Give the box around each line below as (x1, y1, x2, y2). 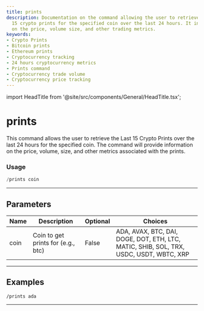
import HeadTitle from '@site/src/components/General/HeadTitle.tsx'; (6, 94, 182, 101)
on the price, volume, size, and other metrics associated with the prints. (6, 148, 186, 155)
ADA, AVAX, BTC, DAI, (115, 227, 178, 236)
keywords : (6, 32, 32, 38)
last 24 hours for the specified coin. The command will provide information (6, 141, 193, 149)
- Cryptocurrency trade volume (6, 71, 86, 77)
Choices (143, 217, 168, 225)
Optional (84, 217, 110, 225)
